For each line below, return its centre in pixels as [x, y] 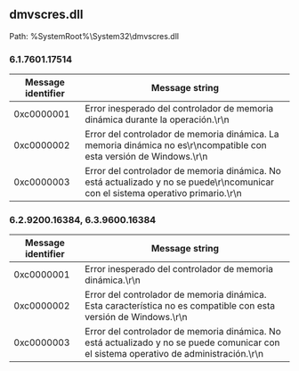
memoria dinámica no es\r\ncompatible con [175, 145]
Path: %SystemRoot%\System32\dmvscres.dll [94, 36]
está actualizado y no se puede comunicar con [182, 342]
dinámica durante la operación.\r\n [157, 120]
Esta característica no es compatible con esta [180, 306]
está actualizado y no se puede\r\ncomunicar [179, 182]
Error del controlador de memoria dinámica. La [182, 135]
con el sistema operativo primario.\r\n [163, 194]
